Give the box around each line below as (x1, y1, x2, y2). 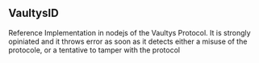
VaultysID (8, 6, 59, 20)
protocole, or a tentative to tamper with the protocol (8, 44, 180, 55)
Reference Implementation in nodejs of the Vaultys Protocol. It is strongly (8, 27, 252, 37)
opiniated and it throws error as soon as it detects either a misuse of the (8, 36, 248, 46)
